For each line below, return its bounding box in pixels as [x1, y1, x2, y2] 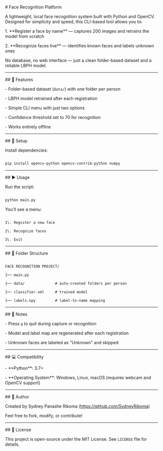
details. [5, 441, 20, 447]
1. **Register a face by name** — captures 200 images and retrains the [5, 28, 149, 34]
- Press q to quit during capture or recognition [5, 320, 97, 326]
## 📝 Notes [5, 311, 28, 317]
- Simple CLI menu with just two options [5, 105, 85, 111]
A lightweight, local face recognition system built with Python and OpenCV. [5, 14, 155, 19]
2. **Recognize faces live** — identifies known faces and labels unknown [5, 43, 154, 48]
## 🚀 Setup [5, 138, 28, 143]
